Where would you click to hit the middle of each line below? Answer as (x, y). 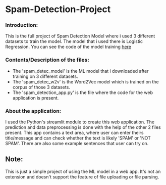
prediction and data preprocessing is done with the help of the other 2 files (83, 127)
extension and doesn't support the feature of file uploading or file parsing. (82, 177)
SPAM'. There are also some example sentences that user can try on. (77, 144)
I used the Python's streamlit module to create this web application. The (80, 122)
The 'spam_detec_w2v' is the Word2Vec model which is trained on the (86, 81)
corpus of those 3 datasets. (41, 87)
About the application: (33, 111)
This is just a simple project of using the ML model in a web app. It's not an (83, 171)
